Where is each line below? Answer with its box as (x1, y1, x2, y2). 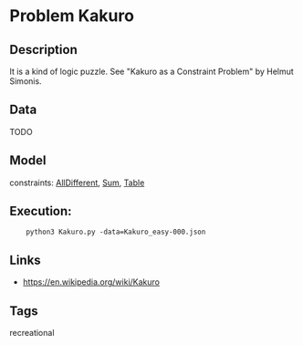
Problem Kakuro (9, 5, 135, 26)
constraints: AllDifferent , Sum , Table (9, 177, 145, 188)
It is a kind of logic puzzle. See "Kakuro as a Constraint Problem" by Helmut (9, 66, 294, 77)
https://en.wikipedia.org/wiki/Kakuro (22, 277, 160, 287)
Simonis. (9, 76, 43, 87)
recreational (9, 328, 55, 339)
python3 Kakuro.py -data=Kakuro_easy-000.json (26, 227, 206, 237)
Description (9, 42, 78, 57)
